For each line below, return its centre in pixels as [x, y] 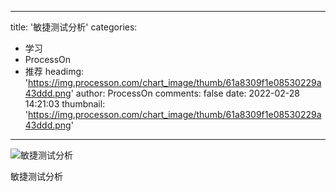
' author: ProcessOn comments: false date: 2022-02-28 [185, 93]
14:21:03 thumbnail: [65, 104]
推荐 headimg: [54, 71]
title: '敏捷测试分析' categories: [74, 27]
